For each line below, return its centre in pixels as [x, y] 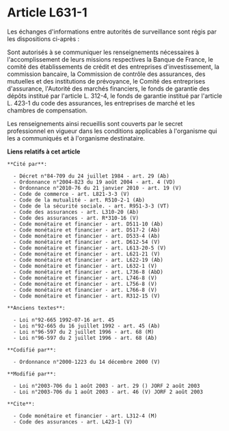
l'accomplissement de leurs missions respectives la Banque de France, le [110, 59]
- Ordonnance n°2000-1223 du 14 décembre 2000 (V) [87, 362]
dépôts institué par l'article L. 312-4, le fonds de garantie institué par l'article [115, 96]
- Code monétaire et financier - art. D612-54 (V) [87, 242]
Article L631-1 [47, 13]
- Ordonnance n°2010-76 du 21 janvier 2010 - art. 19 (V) [98, 188]
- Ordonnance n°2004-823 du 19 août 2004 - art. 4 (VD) [94, 182]
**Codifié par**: [32, 350]
